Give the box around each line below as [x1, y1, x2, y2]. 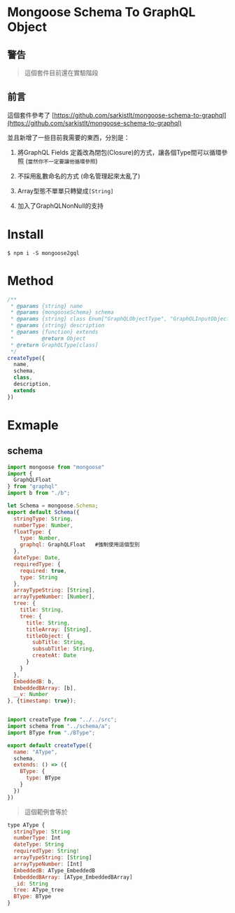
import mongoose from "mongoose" [7, 464, 105, 471]
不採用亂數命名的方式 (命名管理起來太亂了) [17, 172, 141, 180]
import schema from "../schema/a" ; [7, 723, 111, 730]
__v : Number [13, 691, 49, 698]
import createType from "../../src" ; [7, 716, 117, 723]
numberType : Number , [13, 522, 73, 529]
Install [7, 227, 44, 242]
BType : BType [13, 893, 52, 900]
